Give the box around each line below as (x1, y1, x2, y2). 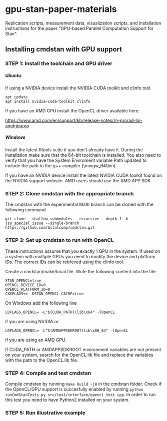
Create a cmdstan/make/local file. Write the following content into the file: (5, 268, 157, 274)
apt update (5, 95, 28, 100)
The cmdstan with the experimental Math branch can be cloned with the (5, 201, 154, 208)
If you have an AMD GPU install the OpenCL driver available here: (5, 108, 140, 114)
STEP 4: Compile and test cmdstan (5, 370, 91, 377)
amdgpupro (5, 123, 29, 129)
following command (5, 207, 46, 213)
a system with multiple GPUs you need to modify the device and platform (5, 253, 156, 259)
